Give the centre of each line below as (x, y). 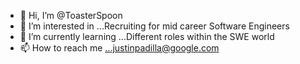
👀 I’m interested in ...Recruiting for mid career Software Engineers (154, 26)
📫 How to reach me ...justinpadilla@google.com (119, 48)
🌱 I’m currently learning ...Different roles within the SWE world (147, 36)
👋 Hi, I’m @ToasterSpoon (71, 15)
